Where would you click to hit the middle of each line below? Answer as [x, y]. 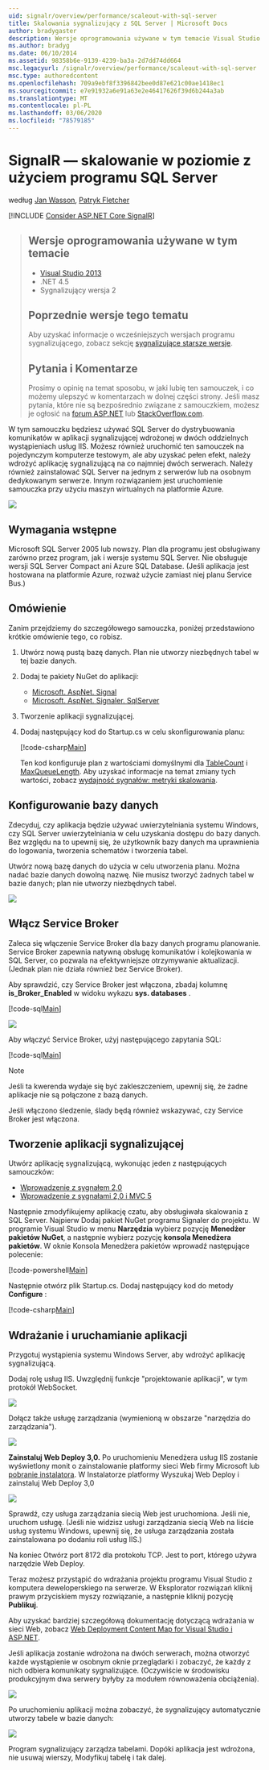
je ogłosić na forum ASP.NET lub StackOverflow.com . [116, 414]
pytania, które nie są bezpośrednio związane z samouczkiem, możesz [143, 405]
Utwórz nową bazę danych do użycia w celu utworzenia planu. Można [124, 866]
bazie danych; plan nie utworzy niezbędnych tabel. [92, 883]
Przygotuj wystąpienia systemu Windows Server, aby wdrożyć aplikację [127, 1355]
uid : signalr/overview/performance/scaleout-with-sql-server [113, 16]
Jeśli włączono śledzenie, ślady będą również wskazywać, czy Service [126, 1110]
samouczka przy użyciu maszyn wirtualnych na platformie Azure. [116, 489]
